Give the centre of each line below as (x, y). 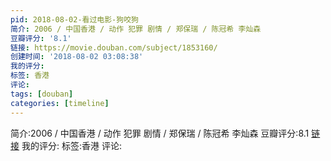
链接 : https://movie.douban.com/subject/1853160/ (114, 47)
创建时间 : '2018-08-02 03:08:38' (77, 57)
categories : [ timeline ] (60, 103)
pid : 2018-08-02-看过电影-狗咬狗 (74, 19)
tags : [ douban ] (42, 94)
